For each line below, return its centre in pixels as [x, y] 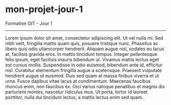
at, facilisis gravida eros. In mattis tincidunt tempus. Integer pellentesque [81, 54]
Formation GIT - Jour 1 [29, 23]
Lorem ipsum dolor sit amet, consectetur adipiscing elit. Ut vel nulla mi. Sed [84, 38]
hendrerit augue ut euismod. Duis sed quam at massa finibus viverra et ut [82, 76]
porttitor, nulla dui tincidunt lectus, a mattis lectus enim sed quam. [74, 97]
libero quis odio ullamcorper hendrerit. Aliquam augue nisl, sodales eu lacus [85, 49]
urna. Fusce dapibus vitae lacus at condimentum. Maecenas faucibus [78, 81]
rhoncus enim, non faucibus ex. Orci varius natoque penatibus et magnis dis [85, 86]
